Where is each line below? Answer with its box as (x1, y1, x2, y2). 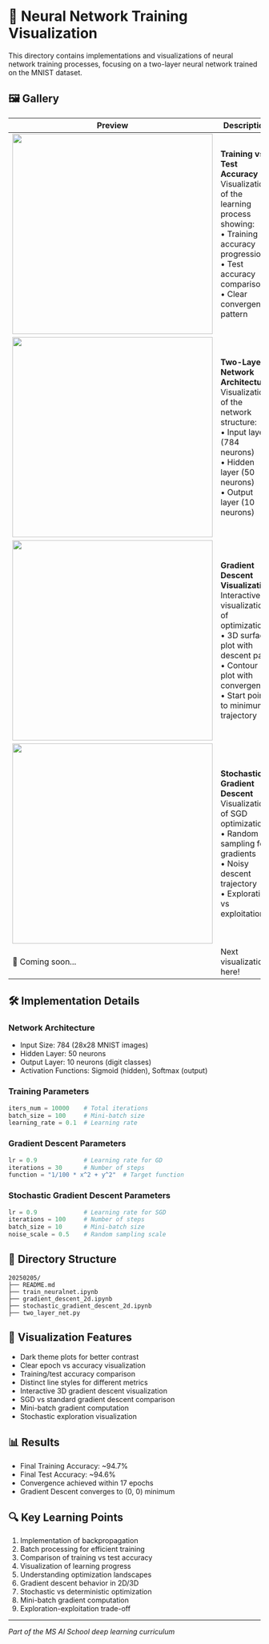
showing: (220, 218, 255, 229)
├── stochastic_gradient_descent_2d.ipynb (8, 1301, 152, 1310)
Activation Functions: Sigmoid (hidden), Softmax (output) (19, 1066, 208, 1075)
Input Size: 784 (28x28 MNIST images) (19, 1040, 149, 1050)
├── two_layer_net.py (8, 1308, 81, 1316)
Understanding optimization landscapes (19, 1570, 152, 1580)
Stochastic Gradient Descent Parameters (8, 1190, 171, 1201)
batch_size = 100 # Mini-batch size (8, 1111, 146, 1119)
